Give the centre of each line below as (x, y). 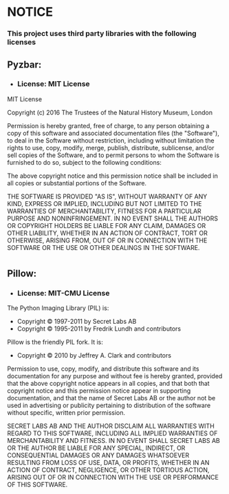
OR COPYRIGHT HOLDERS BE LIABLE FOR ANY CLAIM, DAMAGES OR (107, 225)
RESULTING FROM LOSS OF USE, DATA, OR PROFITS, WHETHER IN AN (108, 463)
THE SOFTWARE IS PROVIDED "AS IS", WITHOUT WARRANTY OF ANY (107, 196)
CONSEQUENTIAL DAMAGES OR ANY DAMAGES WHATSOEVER (98, 455)
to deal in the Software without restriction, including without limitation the (111, 140)
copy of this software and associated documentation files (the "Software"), (113, 133)
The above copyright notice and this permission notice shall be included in (112, 176)
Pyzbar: (24, 64)
